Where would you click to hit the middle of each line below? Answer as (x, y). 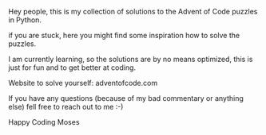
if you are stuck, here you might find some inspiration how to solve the (124, 35)
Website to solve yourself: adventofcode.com (83, 83)
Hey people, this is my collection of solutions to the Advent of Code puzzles (133, 12)
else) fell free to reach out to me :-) (66, 107)
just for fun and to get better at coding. (72, 67)
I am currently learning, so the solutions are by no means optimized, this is (131, 59)
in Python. (25, 20)
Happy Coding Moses (44, 122)
